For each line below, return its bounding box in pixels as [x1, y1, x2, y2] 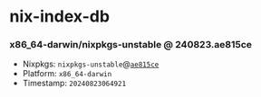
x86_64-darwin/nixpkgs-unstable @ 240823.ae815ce [9, 39, 252, 51]
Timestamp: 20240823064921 [22, 78, 127, 89]
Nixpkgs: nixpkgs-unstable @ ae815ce [22, 58, 159, 69]
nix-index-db [9, 6, 111, 27]
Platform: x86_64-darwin [22, 68, 112, 79]
